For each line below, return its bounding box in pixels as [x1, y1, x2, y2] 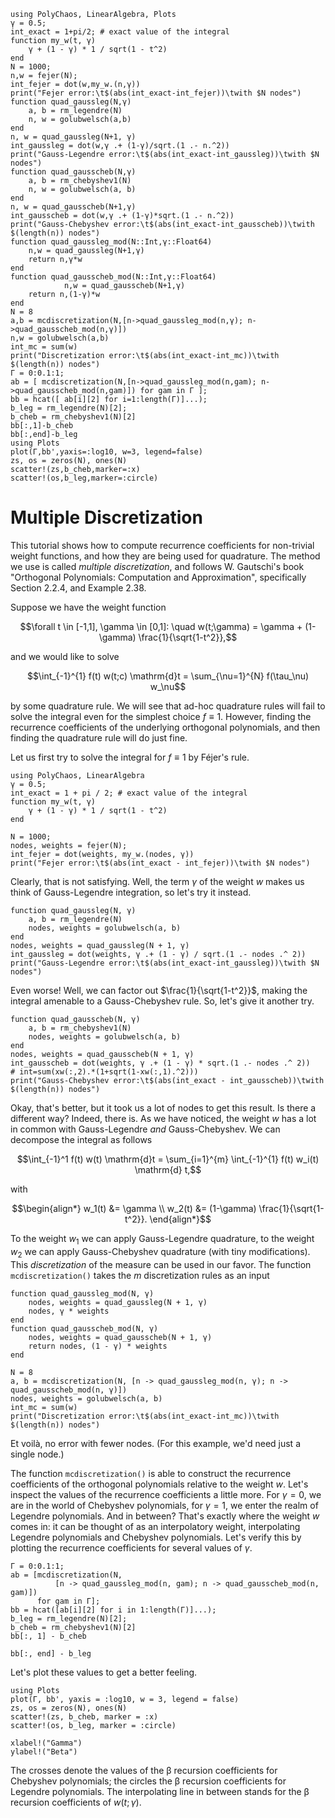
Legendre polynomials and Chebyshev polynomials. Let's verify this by [10, 1531, 302, 1543]
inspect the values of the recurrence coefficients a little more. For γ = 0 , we [10, 1488, 322, 1500]
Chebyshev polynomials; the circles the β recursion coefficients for [10, 1775, 287, 1787]
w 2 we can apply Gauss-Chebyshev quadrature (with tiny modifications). [10, 1245, 311, 1260]
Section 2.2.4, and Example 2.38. [10, 581, 147, 594]
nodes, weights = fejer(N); [10, 840, 128, 850]
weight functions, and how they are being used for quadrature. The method [10, 550, 321, 562]
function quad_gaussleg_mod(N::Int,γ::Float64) [10, 237, 213, 247]
